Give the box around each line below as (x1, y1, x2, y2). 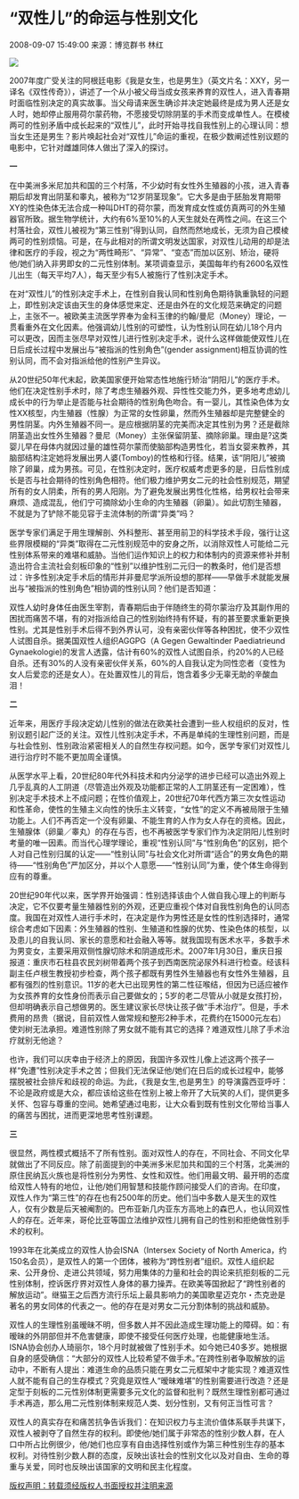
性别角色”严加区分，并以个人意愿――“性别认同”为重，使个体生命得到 (36, 859, 288, 870)
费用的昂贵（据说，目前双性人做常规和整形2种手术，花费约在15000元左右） (9, 1012, 287, 1023)
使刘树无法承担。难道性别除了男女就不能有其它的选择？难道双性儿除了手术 (9, 1023, 282, 1034)
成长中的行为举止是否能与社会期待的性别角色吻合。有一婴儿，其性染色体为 (9, 396, 282, 407)
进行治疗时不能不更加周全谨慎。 (9, 751, 126, 762)
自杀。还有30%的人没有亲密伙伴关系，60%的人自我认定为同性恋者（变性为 (9, 657, 287, 668)
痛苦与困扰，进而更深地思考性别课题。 (16, 1109, 158, 1120)
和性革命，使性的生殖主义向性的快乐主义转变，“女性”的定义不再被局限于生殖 (9, 804, 289, 814)
